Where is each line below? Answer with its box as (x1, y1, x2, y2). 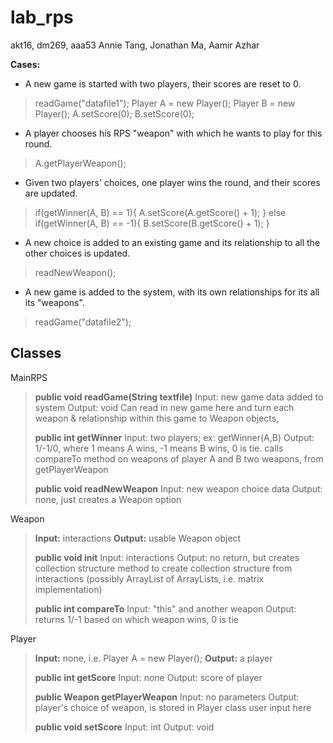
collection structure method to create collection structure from (34, 562, 293, 574)
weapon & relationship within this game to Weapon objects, (34, 412, 280, 424)
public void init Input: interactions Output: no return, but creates (34, 551, 300, 563)
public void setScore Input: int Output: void (34, 721, 215, 733)
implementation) (34, 583, 103, 595)
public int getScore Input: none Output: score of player (34, 671, 263, 683)
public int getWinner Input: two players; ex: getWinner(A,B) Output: (34, 431, 315, 443)
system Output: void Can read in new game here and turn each (34, 401, 295, 413)
